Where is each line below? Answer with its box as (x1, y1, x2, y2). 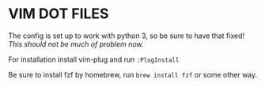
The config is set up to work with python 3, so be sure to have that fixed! (8, 31, 245, 40)
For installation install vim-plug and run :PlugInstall (8, 55, 180, 64)
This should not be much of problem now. (8, 39, 144, 48)
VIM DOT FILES (8, 5, 109, 23)
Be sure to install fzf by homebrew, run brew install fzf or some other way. (8, 70, 258, 79)
